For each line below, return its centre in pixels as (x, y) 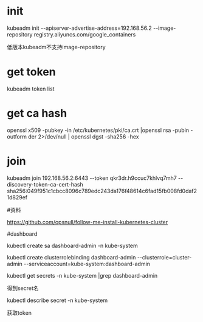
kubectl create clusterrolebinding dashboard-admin (71, 257)
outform (17, 136)
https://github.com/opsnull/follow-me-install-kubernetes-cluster (88, 222)
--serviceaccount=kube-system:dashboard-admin (87, 264)
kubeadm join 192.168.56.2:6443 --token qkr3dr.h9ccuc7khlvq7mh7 (92, 178)
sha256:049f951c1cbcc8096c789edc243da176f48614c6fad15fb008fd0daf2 (102, 191)
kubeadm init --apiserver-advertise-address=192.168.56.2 (80, 28)
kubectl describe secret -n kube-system (57, 300)
